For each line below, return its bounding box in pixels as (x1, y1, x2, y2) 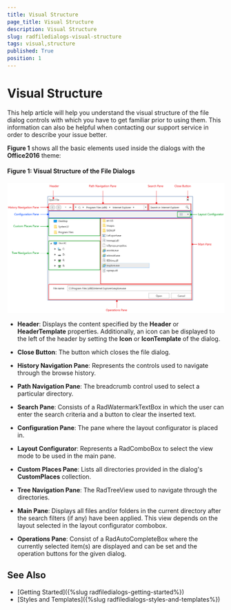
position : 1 (7, 55, 41, 62)
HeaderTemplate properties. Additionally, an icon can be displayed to (17, 327, 215, 335)
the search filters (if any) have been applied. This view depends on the (17, 514, 219, 522)
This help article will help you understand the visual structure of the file (7, 108, 209, 117)
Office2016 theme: (7, 151, 61, 159)
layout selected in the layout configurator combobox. (17, 521, 168, 529)
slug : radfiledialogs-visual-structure (7, 33, 122, 40)
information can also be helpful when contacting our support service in (7, 123, 209, 131)
